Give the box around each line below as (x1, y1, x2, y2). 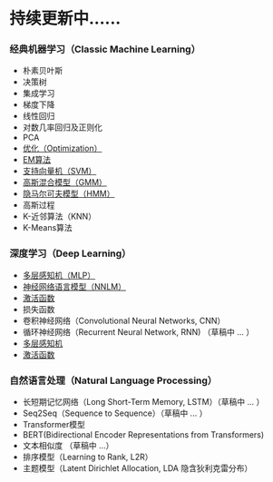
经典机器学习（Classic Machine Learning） (9, 43, 201, 55)
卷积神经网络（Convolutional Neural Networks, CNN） (22, 315, 226, 326)
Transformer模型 (22, 419, 86, 430)
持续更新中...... (9, 8, 122, 29)
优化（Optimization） (22, 143, 102, 154)
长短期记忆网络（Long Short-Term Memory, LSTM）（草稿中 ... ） (22, 397, 265, 408)
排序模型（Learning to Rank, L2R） (22, 451, 153, 463)
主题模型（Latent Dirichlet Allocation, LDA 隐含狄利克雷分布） (22, 463, 253, 474)
